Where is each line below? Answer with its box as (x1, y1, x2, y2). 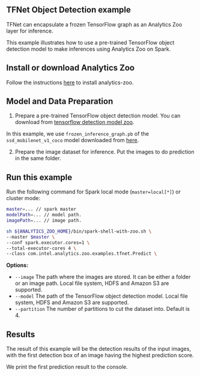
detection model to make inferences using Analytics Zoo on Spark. (6, 45, 171, 52)
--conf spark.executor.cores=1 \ (6, 239, 90, 246)
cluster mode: (6, 195, 41, 202)
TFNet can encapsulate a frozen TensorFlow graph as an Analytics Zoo (6, 20, 183, 28)
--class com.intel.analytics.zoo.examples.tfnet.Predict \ (6, 251, 157, 257)
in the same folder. (14, 155, 61, 162)
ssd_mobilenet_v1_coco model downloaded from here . (6, 137, 139, 144)
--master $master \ (6, 234, 55, 240)
